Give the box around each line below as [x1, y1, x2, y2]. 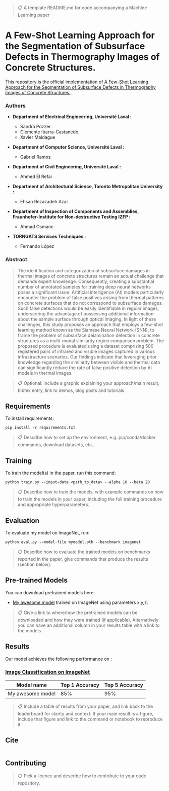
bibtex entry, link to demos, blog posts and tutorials [17, 387, 125, 393]
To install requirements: [5, 415, 54, 421]
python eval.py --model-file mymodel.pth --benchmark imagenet [5, 540, 141, 545]
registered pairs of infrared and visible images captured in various [17, 348, 155, 354]
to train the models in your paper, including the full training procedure [17, 496, 162, 502]
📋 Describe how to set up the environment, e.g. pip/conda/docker [17, 435, 156, 441]
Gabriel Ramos [20, 154, 51, 160]
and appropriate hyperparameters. [17, 501, 90, 508]
